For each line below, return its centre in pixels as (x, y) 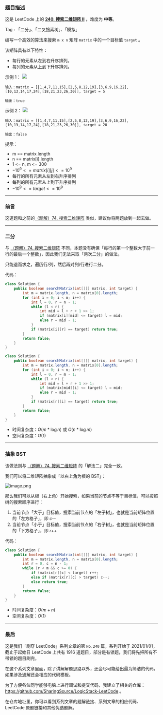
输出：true (15, 101)
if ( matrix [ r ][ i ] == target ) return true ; (74, 402)
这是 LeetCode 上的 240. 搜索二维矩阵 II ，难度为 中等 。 (61, 19)
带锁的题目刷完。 (22, 658)
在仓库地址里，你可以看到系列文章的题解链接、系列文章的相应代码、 (73, 701)
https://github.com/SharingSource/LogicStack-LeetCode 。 (64, 691)
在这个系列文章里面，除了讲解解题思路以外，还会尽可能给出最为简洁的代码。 (81, 668)
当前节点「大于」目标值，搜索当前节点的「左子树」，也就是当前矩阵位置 (83, 512)
